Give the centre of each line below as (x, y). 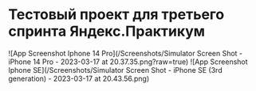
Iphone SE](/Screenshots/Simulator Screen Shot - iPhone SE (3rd (115, 70)
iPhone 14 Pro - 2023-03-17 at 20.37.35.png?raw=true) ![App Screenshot (128, 62)
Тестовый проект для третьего (116, 15)
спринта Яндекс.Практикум (107, 31)
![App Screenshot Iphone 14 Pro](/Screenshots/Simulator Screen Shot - (126, 53)
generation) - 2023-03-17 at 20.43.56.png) (79, 78)
